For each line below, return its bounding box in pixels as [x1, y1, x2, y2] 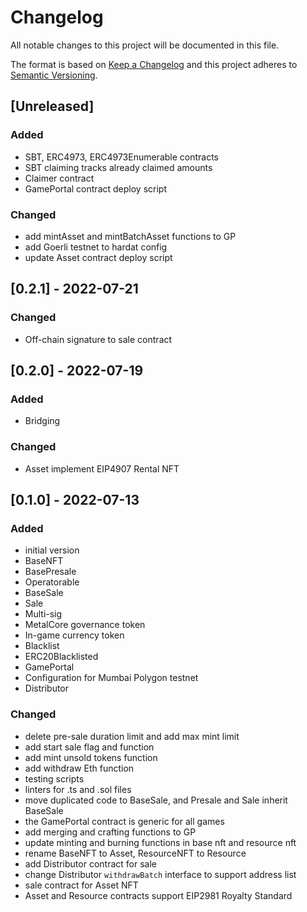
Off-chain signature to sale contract [24, 333, 173, 345]
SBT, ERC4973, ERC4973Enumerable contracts [24, 151, 220, 163]
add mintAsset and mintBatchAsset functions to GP [24, 230, 237, 242]
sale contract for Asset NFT [24, 879, 139, 891]
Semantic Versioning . [10, 69, 98, 81]
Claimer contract [24, 172, 95, 184]
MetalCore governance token [24, 619, 146, 631]
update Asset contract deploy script [24, 251, 173, 263]
